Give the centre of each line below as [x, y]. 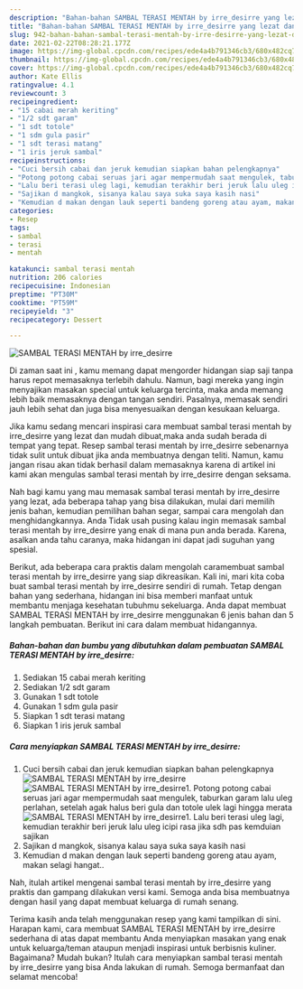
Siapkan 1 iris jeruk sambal [72, 726]
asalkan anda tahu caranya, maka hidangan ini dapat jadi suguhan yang [142, 540]
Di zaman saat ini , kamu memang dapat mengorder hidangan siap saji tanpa [151, 370]
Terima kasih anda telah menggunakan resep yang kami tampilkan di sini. [145, 919]
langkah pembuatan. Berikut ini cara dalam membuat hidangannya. [133, 625]
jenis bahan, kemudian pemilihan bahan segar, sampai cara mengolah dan [147, 511]
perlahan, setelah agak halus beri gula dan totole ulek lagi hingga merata [157, 807]
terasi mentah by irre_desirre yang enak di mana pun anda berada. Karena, [148, 530]
